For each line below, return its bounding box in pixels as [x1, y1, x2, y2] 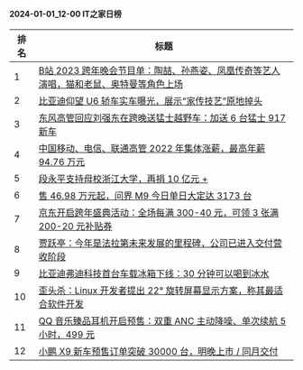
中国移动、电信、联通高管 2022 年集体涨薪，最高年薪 [38, 143, 266, 155]
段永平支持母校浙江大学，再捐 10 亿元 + [38, 172, 208, 185]
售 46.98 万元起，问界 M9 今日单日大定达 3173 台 [38, 190, 252, 202]
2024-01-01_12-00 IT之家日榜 [9, 8, 122, 19]
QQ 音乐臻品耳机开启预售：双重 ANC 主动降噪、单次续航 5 [38, 315, 287, 328]
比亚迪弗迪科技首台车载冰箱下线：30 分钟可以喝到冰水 [38, 267, 270, 280]
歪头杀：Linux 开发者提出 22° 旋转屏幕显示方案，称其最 [38, 284, 275, 297]
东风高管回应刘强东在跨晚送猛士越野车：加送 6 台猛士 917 [38, 112, 287, 125]
